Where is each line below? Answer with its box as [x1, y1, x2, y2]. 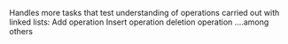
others [9, 26, 34, 36]
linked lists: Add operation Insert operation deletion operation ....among [9, 17, 269, 27]
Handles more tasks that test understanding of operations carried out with [9, 8, 280, 18]
